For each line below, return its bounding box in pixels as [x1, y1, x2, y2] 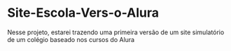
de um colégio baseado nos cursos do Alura [7, 35, 135, 43]
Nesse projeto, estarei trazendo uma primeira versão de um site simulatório [7, 28, 225, 36]
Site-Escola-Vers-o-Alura [7, 5, 160, 21]
